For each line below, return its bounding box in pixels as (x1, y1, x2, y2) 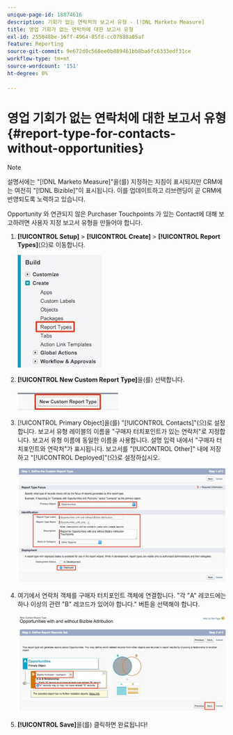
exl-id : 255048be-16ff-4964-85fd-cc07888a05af (7, 33, 145, 40)
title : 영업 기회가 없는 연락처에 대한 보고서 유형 (7, 26, 134, 33)
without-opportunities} (7, 140, 145, 156)
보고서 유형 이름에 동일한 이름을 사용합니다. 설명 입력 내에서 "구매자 (32, 436, 216, 445)
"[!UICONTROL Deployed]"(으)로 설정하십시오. (30, 453, 160, 462)
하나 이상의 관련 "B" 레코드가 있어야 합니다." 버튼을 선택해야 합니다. (17, 600, 200, 608)
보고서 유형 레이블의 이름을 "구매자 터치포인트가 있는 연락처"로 (38, 427, 207, 436)
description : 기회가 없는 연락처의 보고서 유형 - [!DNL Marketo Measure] (7, 18, 205, 26)
